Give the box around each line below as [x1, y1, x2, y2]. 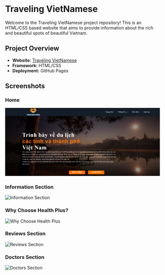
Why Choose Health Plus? [5, 207, 69, 214]
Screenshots [5, 82, 45, 90]
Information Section [5, 183, 54, 190]
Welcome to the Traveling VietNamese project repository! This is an [5, 20, 141, 25]
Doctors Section [5, 253, 45, 260]
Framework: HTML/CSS [12, 62, 61, 68]
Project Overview [5, 44, 59, 52]
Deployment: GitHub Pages [12, 68, 69, 74]
